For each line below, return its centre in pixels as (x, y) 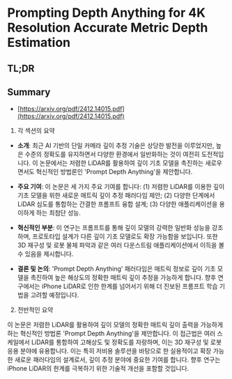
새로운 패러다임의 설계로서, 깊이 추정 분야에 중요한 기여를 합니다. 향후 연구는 (117, 360)
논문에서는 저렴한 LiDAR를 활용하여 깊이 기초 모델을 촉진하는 (122, 163)
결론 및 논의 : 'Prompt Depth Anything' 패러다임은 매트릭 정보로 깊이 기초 (116, 269)
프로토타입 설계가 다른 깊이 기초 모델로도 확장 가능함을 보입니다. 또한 (125, 236)
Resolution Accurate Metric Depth (108, 28)
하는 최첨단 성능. (59, 213)
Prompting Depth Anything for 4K (106, 13)
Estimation (39, 43)
